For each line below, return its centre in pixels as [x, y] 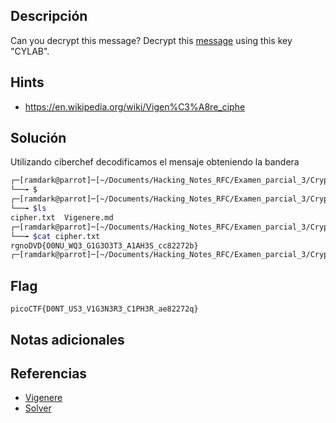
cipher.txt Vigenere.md [62, 217]
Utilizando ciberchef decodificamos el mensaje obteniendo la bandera [155, 162]
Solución [38, 138]
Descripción [49, 16]
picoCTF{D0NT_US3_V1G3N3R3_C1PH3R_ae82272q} [104, 309]
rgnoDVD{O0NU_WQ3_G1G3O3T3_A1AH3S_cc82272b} [104, 245]
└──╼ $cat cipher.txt [55, 236]
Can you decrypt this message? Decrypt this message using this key [151, 40]
